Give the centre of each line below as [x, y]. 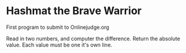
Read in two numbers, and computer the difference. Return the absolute [93, 38]
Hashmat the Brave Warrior [74, 11]
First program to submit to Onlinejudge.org [58, 27]
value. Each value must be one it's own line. [59, 45]
